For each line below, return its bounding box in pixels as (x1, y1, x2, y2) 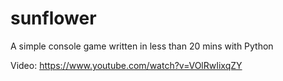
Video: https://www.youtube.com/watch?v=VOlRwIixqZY (10, 59, 243, 71)
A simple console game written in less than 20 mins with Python (10, 40, 274, 52)
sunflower (10, 7, 97, 30)
